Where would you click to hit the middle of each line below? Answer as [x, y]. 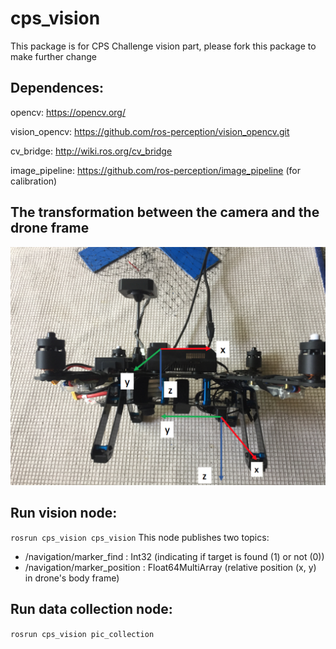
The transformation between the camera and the [165, 212]
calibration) [34, 181]
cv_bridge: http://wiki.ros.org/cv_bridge [91, 151]
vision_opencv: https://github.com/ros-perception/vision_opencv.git [150, 131]
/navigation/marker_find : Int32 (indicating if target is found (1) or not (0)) [174, 556]
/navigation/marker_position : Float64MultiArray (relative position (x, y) [170, 567]
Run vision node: [64, 513]
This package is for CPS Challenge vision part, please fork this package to [163, 46]
